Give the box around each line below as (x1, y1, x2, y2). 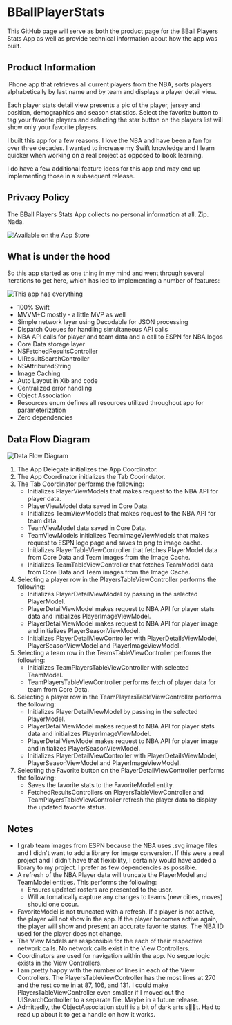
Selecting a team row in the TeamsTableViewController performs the (17, 649, 211, 657)
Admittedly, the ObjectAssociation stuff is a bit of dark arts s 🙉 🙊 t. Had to (17, 1003, 221, 1011)
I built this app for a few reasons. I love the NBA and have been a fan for (7, 136, 212, 144)
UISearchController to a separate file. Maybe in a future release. (17, 996, 200, 1004)
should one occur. (27, 900, 79, 908)
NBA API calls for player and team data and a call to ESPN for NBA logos (17, 332, 223, 341)
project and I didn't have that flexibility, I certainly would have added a (17, 856, 217, 864)
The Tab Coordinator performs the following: (17, 480, 145, 488)
